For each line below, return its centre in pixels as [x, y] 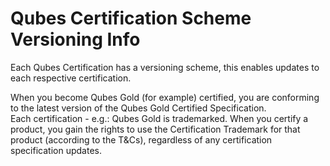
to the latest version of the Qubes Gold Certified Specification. [138, 108]
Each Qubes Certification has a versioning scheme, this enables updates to [165, 67]
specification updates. [56, 150]
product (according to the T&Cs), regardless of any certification [141, 139]
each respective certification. [71, 78]
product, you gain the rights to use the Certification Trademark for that [155, 129]
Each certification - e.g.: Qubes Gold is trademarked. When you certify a [159, 118]
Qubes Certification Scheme [131, 18]
